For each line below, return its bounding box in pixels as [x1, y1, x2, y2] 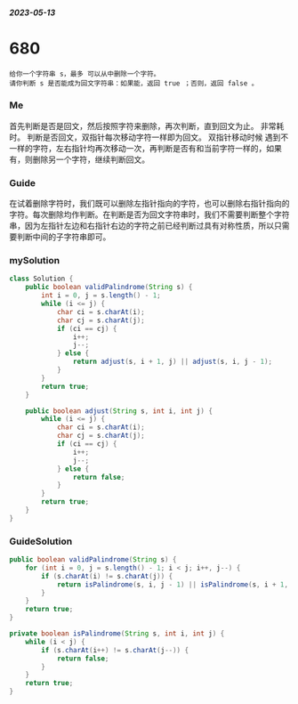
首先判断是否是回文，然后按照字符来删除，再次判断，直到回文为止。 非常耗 [9, 120, 285, 131]
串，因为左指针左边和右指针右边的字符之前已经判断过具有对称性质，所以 [9, 221, 274, 231]
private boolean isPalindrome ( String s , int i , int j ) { [9, 629, 225, 638]
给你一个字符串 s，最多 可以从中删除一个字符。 [9, 69, 161, 78]
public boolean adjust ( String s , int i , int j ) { [25, 406, 213, 416]
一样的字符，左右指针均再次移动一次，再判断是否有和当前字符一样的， [9, 142, 267, 153]
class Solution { [9, 274, 74, 284]
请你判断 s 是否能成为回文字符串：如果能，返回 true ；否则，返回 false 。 [9, 78, 259, 88]
